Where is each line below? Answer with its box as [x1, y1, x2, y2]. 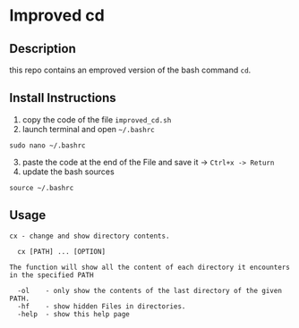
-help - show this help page [17, 309, 130, 318]
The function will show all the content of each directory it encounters [9, 263, 291, 272]
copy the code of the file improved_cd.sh [21, 114, 172, 125]
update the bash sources [21, 166, 115, 177]
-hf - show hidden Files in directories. [17, 301, 186, 311]
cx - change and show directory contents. [9, 231, 170, 240]
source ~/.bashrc [9, 183, 74, 192]
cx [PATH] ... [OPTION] [17, 247, 106, 256]
